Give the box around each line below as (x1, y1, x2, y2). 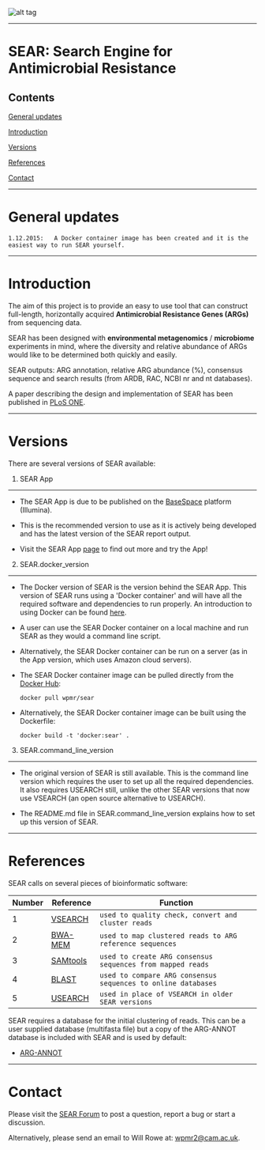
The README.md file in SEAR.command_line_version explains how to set (19, 808, 256, 818)
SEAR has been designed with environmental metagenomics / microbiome (8, 333, 255, 342)
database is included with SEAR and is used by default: (8, 1032, 187, 1042)
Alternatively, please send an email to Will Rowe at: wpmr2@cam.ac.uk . (8, 1133, 241, 1142)
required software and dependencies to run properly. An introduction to (19, 599, 252, 608)
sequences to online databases (99, 978, 217, 988)
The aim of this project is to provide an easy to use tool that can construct (8, 301, 248, 310)
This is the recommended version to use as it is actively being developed (19, 520, 257, 530)
